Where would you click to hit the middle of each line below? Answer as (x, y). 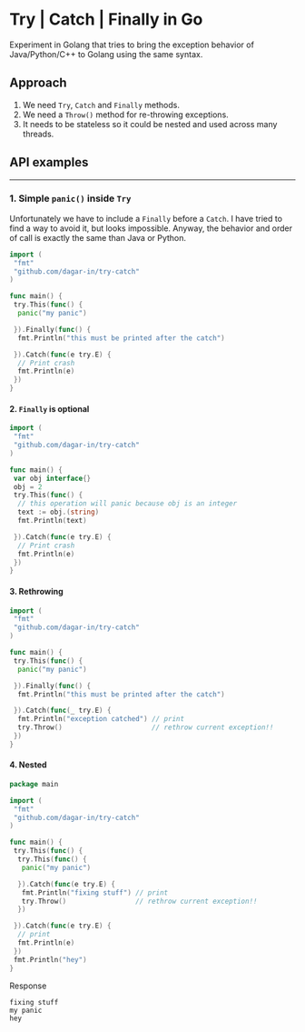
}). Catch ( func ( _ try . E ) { (62, 711)
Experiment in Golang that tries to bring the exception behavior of (132, 45)
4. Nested (28, 765)
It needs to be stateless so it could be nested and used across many (150, 124)
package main (34, 784)
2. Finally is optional (49, 408)
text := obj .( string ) (59, 512)
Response (28, 986)
